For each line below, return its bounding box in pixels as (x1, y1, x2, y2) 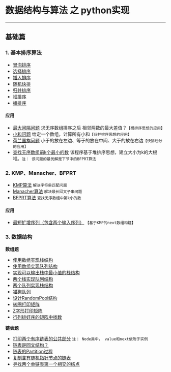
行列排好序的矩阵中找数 (12, 314, 62, 320)
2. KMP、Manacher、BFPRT (5, 169, 76, 176)
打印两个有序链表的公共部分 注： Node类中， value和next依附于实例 (12, 335, 148, 342)
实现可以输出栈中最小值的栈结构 (12, 269, 80, 275)
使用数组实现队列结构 (12, 263, 58, 269)
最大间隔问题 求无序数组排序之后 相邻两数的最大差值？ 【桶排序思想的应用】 (12, 125, 165, 131)
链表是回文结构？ (12, 342, 49, 348)
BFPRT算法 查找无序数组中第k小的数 (12, 195, 81, 201)
